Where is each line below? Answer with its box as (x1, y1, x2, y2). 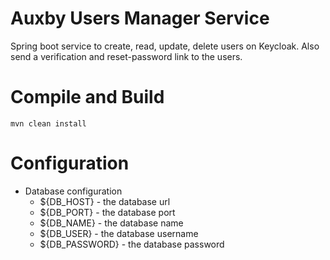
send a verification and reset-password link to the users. (10, 50, 243, 62)
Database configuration (24, 185, 123, 197)
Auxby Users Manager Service (10, 7, 270, 30)
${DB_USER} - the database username (39, 227, 199, 239)
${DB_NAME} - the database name (39, 217, 184, 229)
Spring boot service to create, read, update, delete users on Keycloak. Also (10, 40, 320, 52)
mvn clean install (10, 118, 87, 129)
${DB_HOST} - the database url (39, 195, 171, 207)
